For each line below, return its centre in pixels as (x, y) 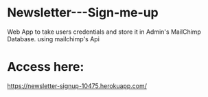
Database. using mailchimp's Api (53, 39)
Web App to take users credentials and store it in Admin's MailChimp (104, 32)
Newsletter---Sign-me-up (83, 13)
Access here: (46, 67)
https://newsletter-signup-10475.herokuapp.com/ (77, 86)
